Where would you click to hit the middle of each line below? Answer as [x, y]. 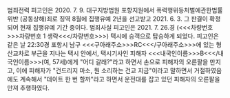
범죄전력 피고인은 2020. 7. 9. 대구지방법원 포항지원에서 [81, 10]
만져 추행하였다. [29, 88]
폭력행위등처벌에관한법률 [189, 10]
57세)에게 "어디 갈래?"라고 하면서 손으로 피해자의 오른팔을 [130, 62]
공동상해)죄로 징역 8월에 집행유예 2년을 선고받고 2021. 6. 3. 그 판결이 [115, 19]
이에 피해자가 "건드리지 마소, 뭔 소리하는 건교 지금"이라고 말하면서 [104, 70]
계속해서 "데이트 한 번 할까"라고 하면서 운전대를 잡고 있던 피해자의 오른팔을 [120, 79]
